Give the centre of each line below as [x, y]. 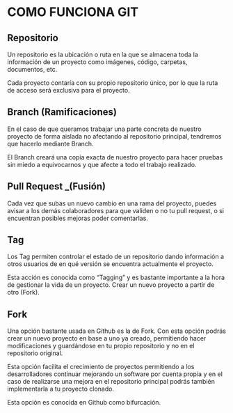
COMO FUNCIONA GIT [73, 12]
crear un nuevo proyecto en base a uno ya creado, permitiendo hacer [107, 338]
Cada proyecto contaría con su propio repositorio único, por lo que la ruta [113, 83]
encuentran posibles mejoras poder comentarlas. [78, 218]
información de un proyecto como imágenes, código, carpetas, [97, 62]
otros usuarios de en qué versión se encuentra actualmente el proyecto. [110, 264]
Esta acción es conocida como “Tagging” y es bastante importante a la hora [116, 278]
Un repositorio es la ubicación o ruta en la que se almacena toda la [103, 54]
